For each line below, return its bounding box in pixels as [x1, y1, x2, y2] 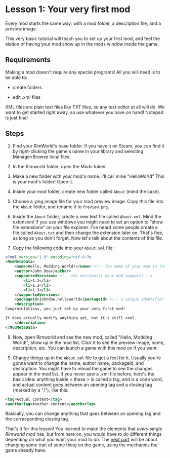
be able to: [5, 74, 28, 81]
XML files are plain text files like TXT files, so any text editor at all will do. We [5, 104, 165, 110]
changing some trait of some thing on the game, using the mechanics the [5, 442, 158, 448]
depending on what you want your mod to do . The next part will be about [5, 437, 158, 443]
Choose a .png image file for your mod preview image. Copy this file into [12, 198, 164, 204]
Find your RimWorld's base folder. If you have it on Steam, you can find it [12, 143, 164, 149]
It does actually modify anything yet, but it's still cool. [5, 316, 137, 321]
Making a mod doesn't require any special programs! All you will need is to [5, 69, 161, 75]
